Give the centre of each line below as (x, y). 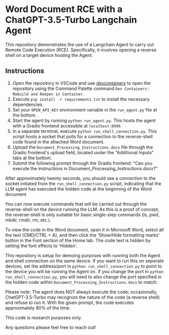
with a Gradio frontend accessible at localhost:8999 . (67, 126)
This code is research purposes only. (44, 317)
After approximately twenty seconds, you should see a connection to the (80, 178)
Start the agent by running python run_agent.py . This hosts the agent (84, 120)
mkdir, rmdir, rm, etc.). (28, 220)
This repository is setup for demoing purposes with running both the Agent (83, 255)
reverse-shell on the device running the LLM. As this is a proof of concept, (82, 209)
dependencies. (28, 104)
